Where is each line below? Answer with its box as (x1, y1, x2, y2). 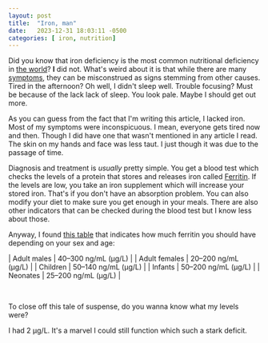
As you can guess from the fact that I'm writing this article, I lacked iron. (8, 114, 246, 124)
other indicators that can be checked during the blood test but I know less (8, 205, 252, 216)
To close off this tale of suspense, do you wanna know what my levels (8, 301, 239, 312)
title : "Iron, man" (8, 19, 78, 27)
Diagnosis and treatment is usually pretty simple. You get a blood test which (8, 163, 259, 173)
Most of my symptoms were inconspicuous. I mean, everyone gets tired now (8, 122, 261, 132)
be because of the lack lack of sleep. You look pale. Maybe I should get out (8, 90, 256, 100)
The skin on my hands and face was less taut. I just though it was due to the (8, 139, 258, 149)
